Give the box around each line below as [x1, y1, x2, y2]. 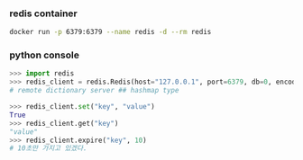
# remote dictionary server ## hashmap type [9, 86, 179, 95]
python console [9, 49, 79, 61]
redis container [9, 7, 78, 20]
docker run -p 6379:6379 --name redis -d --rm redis [9, 28, 212, 37]
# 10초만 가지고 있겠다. [9, 144, 87, 153]
